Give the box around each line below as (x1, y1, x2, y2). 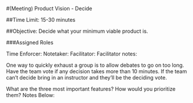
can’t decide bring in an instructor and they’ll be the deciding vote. (6, 74, 167, 81)
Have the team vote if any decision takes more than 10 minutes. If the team (6, 68, 187, 75)
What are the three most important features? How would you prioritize (6, 85, 176, 92)
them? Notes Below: (6, 92, 55, 98)
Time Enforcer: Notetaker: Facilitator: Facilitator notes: (6, 50, 137, 57)
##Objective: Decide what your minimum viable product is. (6, 28, 148, 35)
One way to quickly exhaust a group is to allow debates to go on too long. (6, 61, 184, 68)
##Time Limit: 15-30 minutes (6, 16, 75, 23)
